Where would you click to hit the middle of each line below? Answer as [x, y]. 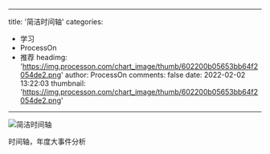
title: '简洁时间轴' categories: [56, 22]
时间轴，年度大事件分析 [47, 142]
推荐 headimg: [44, 57]
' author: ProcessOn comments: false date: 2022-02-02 [153, 75]
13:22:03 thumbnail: [53, 83]
